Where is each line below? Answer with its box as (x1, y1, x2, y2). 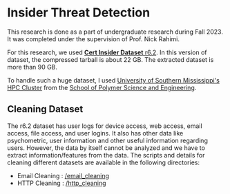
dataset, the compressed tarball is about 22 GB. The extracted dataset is (7, 55, 214, 63)
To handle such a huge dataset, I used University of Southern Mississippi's (7, 76, 220, 84)
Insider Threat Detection (7, 5, 151, 21)
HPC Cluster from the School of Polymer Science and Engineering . (7, 83, 197, 91)
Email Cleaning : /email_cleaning (17, 171, 109, 180)
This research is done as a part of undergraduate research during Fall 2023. (7, 28, 223, 36)
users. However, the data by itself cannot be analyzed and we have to (7, 143, 206, 152)
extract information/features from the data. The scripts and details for (7, 151, 205, 159)
